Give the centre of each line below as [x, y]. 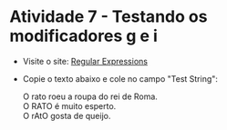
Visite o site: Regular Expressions [85, 61]
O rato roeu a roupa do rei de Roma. [90, 96]
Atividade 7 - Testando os [108, 17]
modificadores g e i [83, 36]
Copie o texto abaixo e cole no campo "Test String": [120, 78]
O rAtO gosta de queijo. [67, 115]
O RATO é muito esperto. [69, 105]
